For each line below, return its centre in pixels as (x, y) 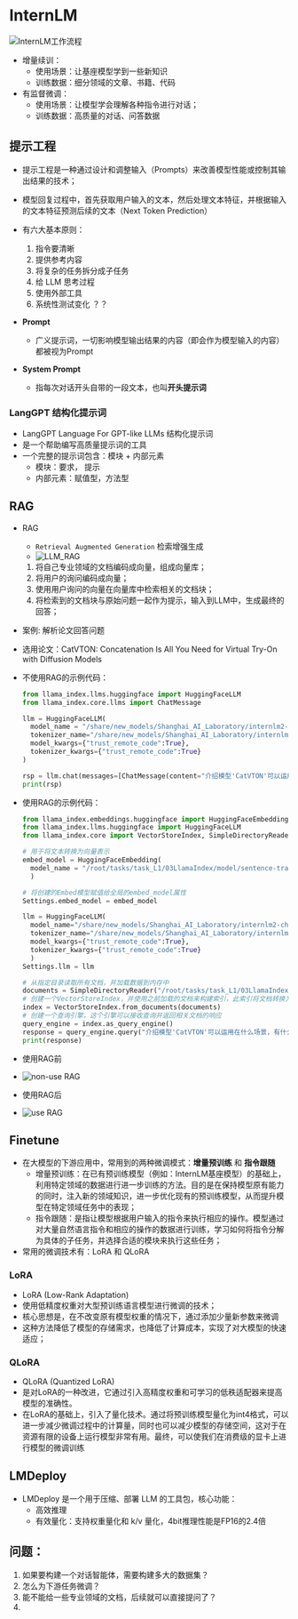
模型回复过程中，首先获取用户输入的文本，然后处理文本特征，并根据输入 (154, 199)
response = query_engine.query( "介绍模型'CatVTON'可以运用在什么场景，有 (151, 1032)
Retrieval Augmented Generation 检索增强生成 (119, 546)
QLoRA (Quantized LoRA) (68, 1382)
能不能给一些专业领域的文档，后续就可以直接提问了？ (119, 1597)
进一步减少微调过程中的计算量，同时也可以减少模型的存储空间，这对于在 (154, 1426)
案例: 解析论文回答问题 (63, 630)
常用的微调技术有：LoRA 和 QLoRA (86, 1252)
